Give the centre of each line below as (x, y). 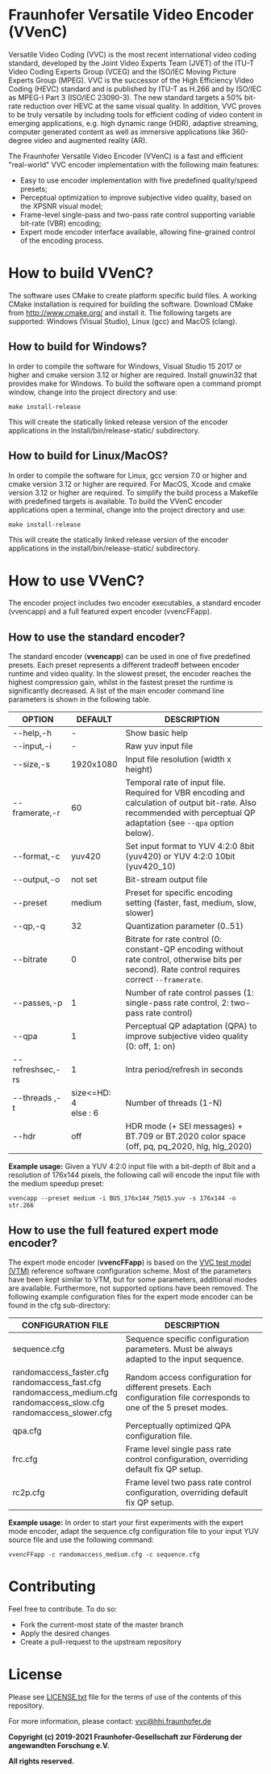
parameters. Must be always (179, 1350)
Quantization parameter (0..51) (185, 926)
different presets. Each (169, 1388)
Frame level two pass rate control (188, 1483)
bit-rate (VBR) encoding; (61, 223)
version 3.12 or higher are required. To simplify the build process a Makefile (133, 492)
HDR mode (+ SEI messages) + (184, 1126)
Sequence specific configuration (188, 1339)
